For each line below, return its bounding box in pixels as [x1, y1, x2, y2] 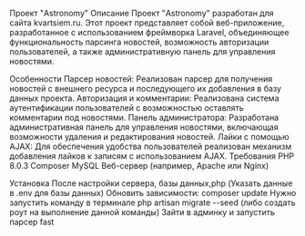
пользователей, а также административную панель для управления [9, 46, 276, 57]
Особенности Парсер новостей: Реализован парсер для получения [9, 74, 273, 84]
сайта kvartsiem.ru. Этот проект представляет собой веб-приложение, [9, 17, 285, 28]
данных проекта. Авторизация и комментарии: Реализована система [9, 93, 280, 103]
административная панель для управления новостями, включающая [9, 122, 280, 133]
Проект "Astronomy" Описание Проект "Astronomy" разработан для [9, 8, 274, 18]
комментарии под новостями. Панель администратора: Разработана [9, 113, 280, 123]
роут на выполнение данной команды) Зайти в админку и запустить [9, 207, 276, 217]
